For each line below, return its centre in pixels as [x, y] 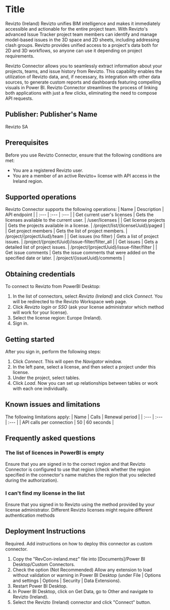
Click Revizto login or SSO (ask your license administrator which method [88, 307]
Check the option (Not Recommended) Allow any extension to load [82, 570]
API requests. [19, 98]
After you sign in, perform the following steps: [53, 352]
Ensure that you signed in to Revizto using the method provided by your [80, 504]
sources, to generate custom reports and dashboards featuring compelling [83, 82]
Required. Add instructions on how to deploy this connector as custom [79, 543]
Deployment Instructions [45, 531]
